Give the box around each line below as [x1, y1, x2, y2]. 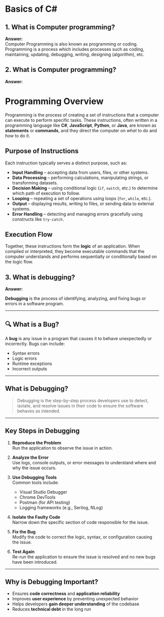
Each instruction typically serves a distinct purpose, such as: [5, 160, 127, 166]
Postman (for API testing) [19, 499, 70, 505]
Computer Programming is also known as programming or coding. [5, 41, 138, 47]
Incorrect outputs [12, 366, 47, 371]
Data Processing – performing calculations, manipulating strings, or [12, 175, 149, 181]
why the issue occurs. [12, 465, 57, 471]
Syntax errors [12, 350, 40, 356]
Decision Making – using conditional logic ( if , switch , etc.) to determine [12, 185, 158, 191]
